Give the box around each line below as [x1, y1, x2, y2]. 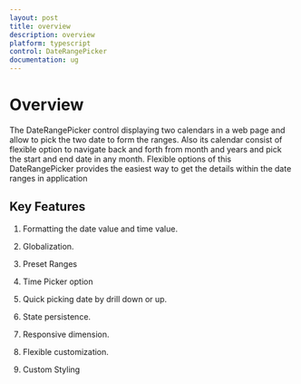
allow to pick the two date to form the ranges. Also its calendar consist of [9, 133, 283, 145]
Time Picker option [22, 276, 93, 287]
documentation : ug [9, 55, 79, 64]
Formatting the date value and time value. [22, 223, 179, 234]
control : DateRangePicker [9, 47, 107, 56]
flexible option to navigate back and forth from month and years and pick [9, 143, 283, 154]
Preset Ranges [22, 258, 78, 269]
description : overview [9, 30, 95, 39]
